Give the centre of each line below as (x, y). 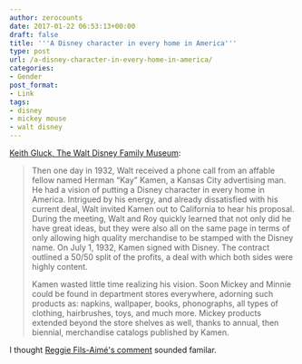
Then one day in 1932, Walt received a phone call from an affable (153, 170)
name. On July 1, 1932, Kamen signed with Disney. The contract (151, 247)
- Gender (26, 77)
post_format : (34, 85)
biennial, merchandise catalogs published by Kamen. (130, 332)
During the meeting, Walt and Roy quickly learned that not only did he (161, 219)
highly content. (59, 267)
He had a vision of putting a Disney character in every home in (148, 190)
